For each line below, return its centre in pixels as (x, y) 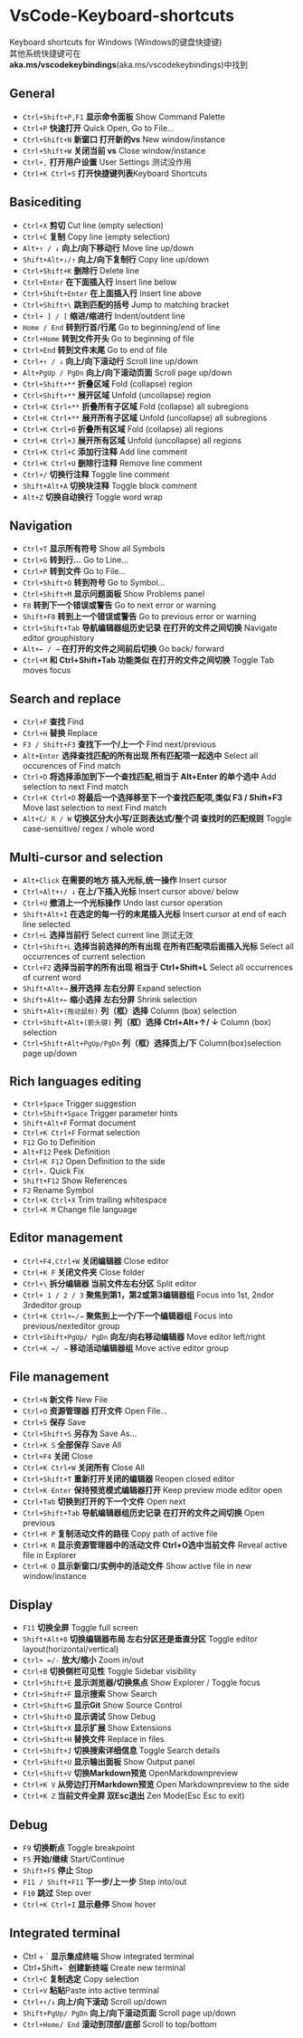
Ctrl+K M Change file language (80, 1209)
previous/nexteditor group (71, 1325)
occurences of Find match (71, 766)
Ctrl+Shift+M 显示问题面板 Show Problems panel (114, 594)
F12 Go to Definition (59, 1142)
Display (31, 1605)
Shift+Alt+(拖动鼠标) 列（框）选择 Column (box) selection (130, 1011)
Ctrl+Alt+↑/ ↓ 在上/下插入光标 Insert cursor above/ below (131, 891)
